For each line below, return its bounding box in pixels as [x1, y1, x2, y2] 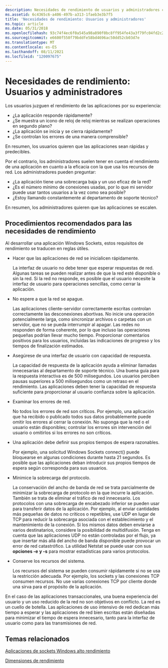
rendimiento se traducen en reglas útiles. [5, 246, 89, 252]
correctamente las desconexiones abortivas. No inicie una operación [12, 311, 154, 317]
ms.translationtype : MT [5, 40, 55, 45]
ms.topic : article [5, 21, 43, 27]
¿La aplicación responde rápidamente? [12, 112, 92, 118]
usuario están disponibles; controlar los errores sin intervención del [12, 424, 151, 430]
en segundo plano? [12, 123, 52, 129]
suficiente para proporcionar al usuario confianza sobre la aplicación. [12, 389, 156, 395]
